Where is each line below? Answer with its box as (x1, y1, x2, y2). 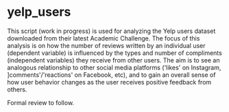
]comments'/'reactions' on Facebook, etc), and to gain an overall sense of (7, 70, 216, 79)
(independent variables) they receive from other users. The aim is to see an (7, 56, 220, 64)
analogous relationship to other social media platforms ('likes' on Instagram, (7, 63, 221, 71)
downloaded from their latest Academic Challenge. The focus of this (7, 34, 200, 42)
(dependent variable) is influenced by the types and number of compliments (7, 49, 223, 57)
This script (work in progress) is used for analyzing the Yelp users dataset (7, 27, 216, 35)
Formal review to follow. (7, 98, 74, 107)
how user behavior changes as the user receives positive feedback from (7, 78, 212, 86)
